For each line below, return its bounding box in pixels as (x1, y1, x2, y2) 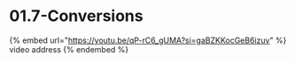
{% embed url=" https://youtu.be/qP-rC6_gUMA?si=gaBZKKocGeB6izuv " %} (9, 35, 287, 45)
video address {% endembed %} (9, 44, 129, 54)
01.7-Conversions (9, 6, 144, 26)
